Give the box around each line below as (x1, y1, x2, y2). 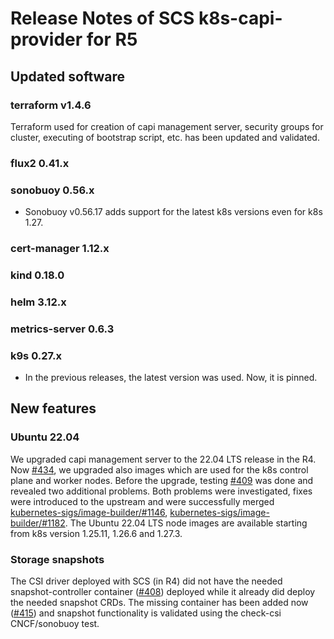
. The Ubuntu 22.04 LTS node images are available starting (64, 517, 308, 529)
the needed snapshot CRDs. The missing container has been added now (10, 597, 309, 609)
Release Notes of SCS (10, 7, 195, 30)
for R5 (86, 28, 138, 51)
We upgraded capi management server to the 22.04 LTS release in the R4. (10, 453, 317, 465)
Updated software (10, 68, 126, 85)
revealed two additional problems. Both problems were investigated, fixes (10, 485, 313, 497)
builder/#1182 (10, 517, 66, 529)
